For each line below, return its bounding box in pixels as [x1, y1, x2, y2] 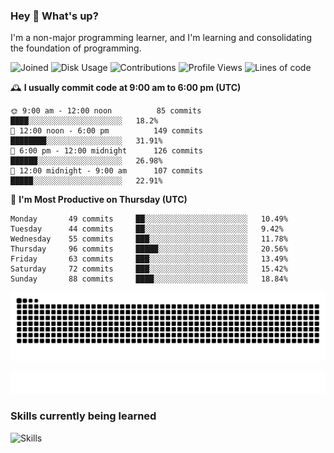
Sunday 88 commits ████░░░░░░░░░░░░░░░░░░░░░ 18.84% [10, 274, 288, 284]
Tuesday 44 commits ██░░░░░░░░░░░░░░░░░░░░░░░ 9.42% [10, 224, 284, 234]
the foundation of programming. [10, 42, 142, 54]
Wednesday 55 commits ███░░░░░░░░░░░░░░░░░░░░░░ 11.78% [10, 234, 288, 244]
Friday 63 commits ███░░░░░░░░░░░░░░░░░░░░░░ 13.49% [10, 254, 288, 264]
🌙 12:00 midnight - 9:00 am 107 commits [10, 166, 203, 176]
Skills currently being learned [10, 409, 157, 423]
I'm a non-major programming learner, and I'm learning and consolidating [10, 32, 313, 44]
